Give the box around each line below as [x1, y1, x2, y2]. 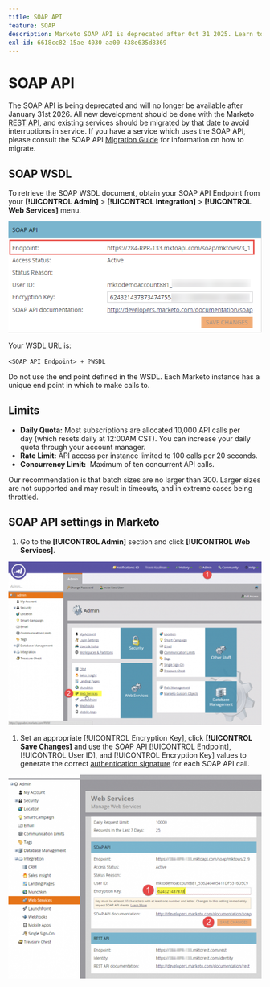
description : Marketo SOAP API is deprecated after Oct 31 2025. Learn [8, 30, 253, 38]
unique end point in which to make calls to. [8, 380, 150, 390]
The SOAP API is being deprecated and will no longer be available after [8, 101, 243, 110]
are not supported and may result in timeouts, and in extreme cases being [8, 483, 253, 493]
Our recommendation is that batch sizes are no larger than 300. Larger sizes [8, 475, 261, 485]
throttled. [8, 492, 39, 502]
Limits [8, 403, 40, 418]
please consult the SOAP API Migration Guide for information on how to [8, 135, 244, 145]
